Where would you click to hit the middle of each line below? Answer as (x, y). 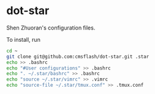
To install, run (24, 39)
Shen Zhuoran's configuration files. (51, 28)
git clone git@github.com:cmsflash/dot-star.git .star (78, 57)
